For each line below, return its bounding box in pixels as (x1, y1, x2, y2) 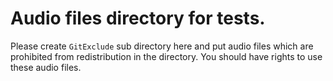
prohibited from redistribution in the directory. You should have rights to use (10, 50, 323, 62)
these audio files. (10, 61, 82, 73)
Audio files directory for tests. (10, 7, 266, 30)
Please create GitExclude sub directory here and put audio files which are (10, 40, 314, 52)
